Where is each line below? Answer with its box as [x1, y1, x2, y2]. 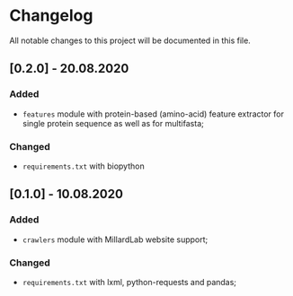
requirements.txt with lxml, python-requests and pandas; [22, 276, 236, 287]
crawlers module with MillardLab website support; [22, 234, 209, 245]
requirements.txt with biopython [22, 161, 146, 171]
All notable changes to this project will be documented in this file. [9, 35, 252, 46]
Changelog [9, 5, 93, 26]
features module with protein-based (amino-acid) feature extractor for [22, 109, 285, 119]
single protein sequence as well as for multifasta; [22, 118, 204, 128]
